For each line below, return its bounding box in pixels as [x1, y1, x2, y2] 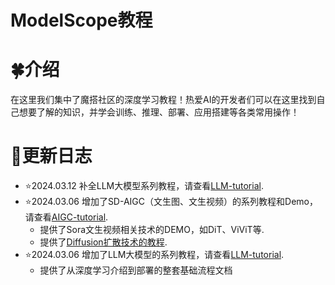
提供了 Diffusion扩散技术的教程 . [39, 236, 168, 248]
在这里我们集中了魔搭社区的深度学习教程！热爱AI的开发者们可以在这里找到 [10, 94, 317, 106]
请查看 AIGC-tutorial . [24, 211, 109, 223]
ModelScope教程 [10, 9, 153, 32]
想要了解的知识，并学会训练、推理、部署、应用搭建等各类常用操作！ [18, 106, 300, 118]
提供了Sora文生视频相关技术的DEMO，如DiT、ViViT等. [39, 224, 265, 236]
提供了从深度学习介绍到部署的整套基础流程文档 [39, 264, 233, 276]
